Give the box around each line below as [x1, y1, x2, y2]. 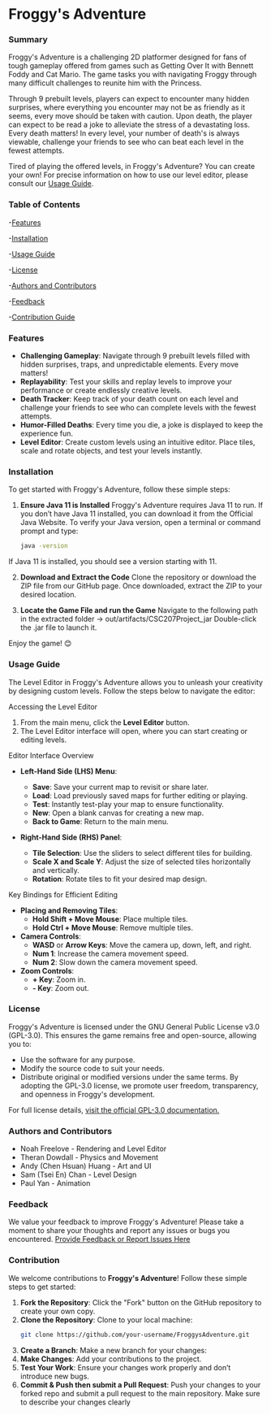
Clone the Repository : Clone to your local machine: [19, 1314, 193, 1325]
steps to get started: [8, 1282, 76, 1291]
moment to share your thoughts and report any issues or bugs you [8, 1226, 230, 1235]
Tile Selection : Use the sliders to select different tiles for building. [32, 848, 253, 857]
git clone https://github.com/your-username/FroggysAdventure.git [19, 1330, 250, 1339]
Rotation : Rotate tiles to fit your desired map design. [32, 874, 208, 883]
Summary [8, 34, 49, 46]
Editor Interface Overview [8, 750, 95, 760]
